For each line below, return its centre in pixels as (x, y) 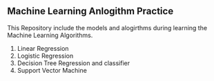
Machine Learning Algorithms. (50, 35)
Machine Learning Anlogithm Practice (90, 11)
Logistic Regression (45, 56)
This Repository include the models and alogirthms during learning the (107, 27)
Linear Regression (43, 48)
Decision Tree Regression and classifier (73, 63)
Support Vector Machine (52, 70)
